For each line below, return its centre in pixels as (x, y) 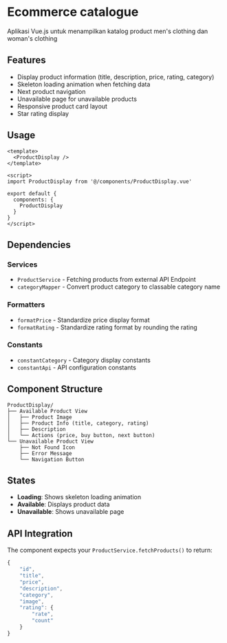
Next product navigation (51, 91)
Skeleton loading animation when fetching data (84, 84)
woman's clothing (32, 38)
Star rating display (43, 113)
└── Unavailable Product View (51, 441)
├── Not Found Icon (47, 447)
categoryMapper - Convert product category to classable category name (119, 287)
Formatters (26, 305)
